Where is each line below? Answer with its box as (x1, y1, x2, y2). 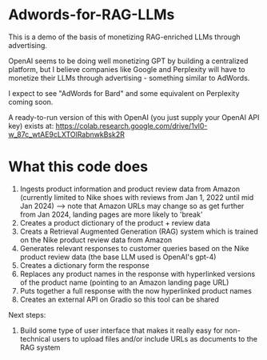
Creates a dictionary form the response (19, 260, 149, 270)
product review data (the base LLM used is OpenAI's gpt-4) (19, 252, 217, 262)
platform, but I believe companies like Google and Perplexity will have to (8, 64, 245, 74)
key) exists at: (8, 121, 54, 130)
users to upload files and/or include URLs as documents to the (51, 334, 258, 343)
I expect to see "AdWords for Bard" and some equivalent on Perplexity (8, 88, 240, 98)
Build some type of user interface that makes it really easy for (19, 326, 224, 335)
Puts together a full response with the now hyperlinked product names (19, 286, 252, 295)
